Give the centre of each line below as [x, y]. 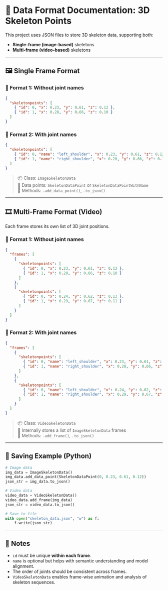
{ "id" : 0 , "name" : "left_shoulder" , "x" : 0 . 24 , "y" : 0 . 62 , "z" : [93, 390]
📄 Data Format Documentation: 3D [77, 10]
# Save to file [21, 514]
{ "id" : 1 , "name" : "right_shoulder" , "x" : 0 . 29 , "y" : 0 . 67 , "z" [93, 394]
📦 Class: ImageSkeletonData [46, 178]
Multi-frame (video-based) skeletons [51, 50]
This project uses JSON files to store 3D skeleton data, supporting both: [79, 35]
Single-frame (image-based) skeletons [53, 44]
